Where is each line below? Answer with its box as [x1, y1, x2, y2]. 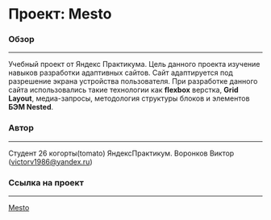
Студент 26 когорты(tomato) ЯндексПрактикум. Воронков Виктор [8, 148, 235, 158]
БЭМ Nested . [8, 102, 54, 112]
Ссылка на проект [8, 176, 85, 188]
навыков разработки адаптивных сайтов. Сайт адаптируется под [8, 68, 234, 77]
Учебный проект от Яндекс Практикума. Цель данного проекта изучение [8, 60, 261, 69]
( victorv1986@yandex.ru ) [8, 156, 93, 166]
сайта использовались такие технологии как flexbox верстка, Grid [8, 85, 239, 95]
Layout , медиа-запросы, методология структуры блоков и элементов [8, 93, 250, 103]
